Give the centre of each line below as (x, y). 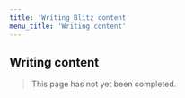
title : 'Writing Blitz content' (70, 18)
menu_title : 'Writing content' (68, 26)
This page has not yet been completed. (104, 84)
